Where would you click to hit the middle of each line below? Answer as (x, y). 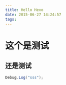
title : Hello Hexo (24, 10)
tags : (11, 19)
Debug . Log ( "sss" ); (24, 78)
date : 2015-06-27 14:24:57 (33, 15)
